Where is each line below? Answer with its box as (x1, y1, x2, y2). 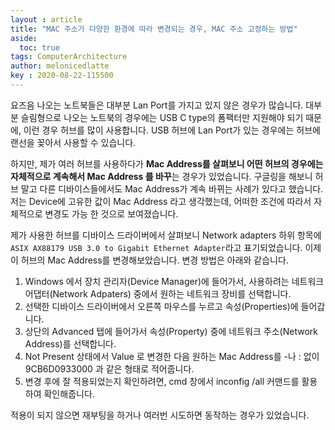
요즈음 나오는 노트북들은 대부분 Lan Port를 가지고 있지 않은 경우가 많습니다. (10, 99, 304, 111)
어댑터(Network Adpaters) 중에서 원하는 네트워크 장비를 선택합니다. (24, 287, 292, 300)
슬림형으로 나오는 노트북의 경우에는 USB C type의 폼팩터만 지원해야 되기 (20, 111, 304, 123)
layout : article (10, 14, 83, 25)
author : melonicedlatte (10, 61, 110, 71)
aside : (10, 33, 38, 43)
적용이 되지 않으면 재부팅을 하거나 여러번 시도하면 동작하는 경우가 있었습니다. (10, 409, 310, 421)
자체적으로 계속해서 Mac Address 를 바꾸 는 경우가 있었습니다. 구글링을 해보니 (10, 170, 313, 182)
